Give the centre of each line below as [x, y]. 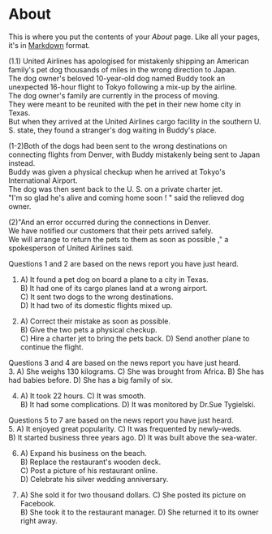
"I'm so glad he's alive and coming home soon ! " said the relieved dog [126, 198]
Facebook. [38, 503]
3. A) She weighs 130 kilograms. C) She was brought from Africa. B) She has [136, 371]
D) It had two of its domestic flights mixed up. [96, 305]
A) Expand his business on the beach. [84, 453]
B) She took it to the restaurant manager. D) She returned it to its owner [139, 512]
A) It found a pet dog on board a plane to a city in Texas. [114, 279]
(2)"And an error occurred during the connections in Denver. [110, 222]
